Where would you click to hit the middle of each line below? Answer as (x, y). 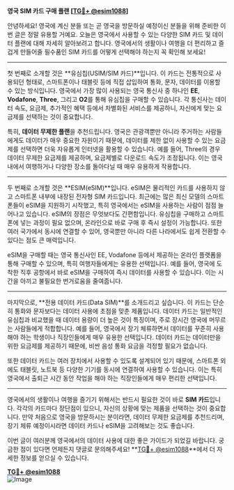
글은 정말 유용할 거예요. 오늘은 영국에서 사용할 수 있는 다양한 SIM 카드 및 (112, 35)
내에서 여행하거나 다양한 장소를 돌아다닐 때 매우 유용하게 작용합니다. (99, 166)
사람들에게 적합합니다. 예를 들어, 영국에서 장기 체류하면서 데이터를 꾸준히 (113, 328)
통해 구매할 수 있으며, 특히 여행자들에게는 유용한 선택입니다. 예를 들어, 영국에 (111, 263)
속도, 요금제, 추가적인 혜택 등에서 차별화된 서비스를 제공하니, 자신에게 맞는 (115, 108)
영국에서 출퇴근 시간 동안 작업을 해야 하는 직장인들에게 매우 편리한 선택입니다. (112, 378)
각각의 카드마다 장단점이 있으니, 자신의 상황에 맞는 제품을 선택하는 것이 (112, 408)
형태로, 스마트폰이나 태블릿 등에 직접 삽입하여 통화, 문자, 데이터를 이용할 (123, 82)
